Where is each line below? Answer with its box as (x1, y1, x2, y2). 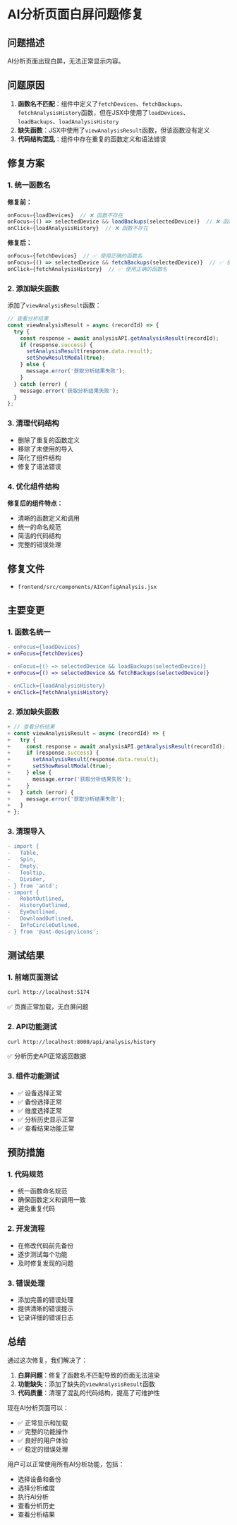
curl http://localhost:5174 (7, 989, 90, 996)
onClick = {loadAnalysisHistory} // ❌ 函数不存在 (7, 225, 149, 232)
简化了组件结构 (17, 453, 61, 462)
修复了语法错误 (17, 462, 61, 470)
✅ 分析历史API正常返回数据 (7, 1052, 87, 1060)
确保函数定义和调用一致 (17, 1196, 86, 1204)
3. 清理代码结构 (7, 418, 60, 428)
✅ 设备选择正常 (17, 1088, 62, 1097)
